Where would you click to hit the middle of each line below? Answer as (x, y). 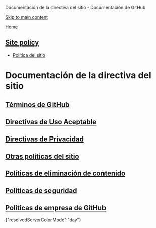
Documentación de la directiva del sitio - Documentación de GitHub (75, 7)
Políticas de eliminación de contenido (65, 173)
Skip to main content (27, 17)
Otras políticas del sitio (42, 156)
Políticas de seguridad (41, 191)
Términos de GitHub (37, 105)
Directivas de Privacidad (45, 139)
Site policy (22, 43)
